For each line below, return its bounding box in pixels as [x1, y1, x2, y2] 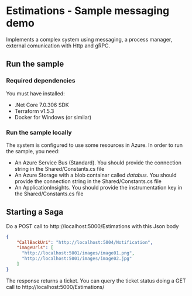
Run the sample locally [6, 128, 72, 136]
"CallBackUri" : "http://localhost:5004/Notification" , [16, 239, 153, 245]
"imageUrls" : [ [16, 245, 54, 251]
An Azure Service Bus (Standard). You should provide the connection [14, 159, 181, 166]
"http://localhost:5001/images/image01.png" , [21, 250, 135, 256]
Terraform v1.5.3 [14, 107, 54, 115]
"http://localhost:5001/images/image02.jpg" [21, 256, 132, 261]
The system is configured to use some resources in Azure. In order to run [6, 142, 183, 149]
